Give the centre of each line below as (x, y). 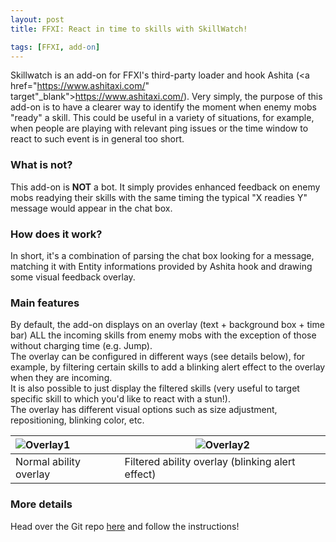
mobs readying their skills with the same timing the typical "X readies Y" (159, 197)
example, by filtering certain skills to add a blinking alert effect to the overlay (168, 367)
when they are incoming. (61, 378)
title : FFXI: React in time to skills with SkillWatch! (129, 29)
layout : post (37, 19)
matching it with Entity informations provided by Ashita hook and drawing (161, 266)
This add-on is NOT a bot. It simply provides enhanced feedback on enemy (165, 187)
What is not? (41, 165)
